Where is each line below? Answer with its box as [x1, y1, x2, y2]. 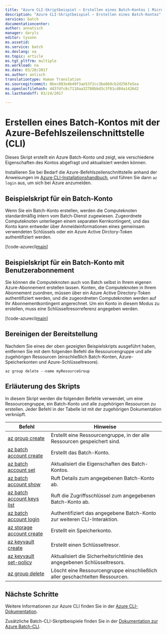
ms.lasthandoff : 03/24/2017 [5, 91, 64, 96]
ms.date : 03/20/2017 [5, 68, 48, 73]
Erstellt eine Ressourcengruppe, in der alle [50, 431, 150, 438]
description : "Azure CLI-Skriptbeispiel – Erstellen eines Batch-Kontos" [5, 12, 162, 17]
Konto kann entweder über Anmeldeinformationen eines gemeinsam [5, 223, 145, 229]
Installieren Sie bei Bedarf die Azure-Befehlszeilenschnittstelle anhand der [5, 169, 158, 175]
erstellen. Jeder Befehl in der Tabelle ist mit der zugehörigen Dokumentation [5, 406, 162, 412]
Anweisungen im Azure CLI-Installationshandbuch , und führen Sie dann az [5, 175, 158, 181]
